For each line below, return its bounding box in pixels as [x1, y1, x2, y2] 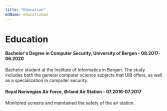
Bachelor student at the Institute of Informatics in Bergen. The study [5, 66, 145, 72]
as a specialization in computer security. [5, 77, 88, 83]
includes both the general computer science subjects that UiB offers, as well [5, 72, 162, 78]
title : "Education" [5, 7, 46, 12]
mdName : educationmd [5, 12, 48, 17]
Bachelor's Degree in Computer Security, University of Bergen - [5, 50, 140, 56]
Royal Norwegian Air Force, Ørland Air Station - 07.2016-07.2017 [5, 88, 141, 95]
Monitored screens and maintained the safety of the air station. [5, 100, 135, 106]
